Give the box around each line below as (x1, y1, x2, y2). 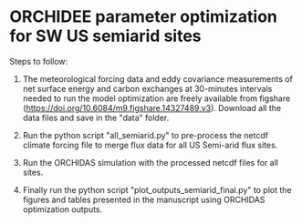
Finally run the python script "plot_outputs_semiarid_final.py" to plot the (22, 184, 292, 195)
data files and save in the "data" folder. (22, 112, 170, 123)
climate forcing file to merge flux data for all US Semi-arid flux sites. (22, 139, 278, 150)
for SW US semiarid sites (9, 25, 202, 46)
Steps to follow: (9, 56, 68, 66)
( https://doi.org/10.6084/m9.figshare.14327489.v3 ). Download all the (22, 102, 281, 113)
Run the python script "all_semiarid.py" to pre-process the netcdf (22, 129, 269, 140)
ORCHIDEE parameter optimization (9, 6, 278, 27)
